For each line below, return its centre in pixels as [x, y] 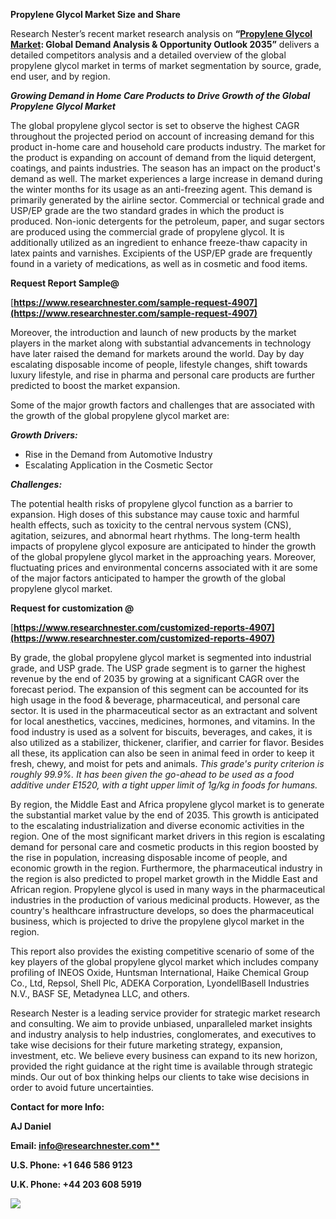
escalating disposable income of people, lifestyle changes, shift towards [159, 364]
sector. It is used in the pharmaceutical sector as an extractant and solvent [164, 710]
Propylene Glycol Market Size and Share [95, 14]
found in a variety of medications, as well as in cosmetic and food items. [159, 263]
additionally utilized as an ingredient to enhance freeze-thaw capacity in [159, 242]
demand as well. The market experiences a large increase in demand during [166, 178]
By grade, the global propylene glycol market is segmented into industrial [161, 657]
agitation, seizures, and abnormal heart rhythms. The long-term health [155, 535]
